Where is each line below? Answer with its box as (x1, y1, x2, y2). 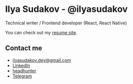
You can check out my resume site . (5, 29, 78, 35)
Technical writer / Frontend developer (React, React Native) (5, 20, 127, 26)
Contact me (5, 44, 42, 53)
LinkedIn (12, 62, 30, 68)
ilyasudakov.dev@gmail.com (12, 57, 71, 63)
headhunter (12, 68, 36, 74)
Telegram (12, 73, 32, 79)
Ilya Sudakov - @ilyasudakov (5, 3, 128, 15)
